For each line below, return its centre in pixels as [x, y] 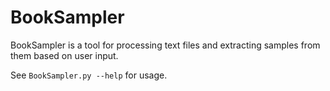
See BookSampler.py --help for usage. [89, 75]
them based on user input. [64, 55]
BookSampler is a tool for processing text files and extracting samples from [165, 45]
